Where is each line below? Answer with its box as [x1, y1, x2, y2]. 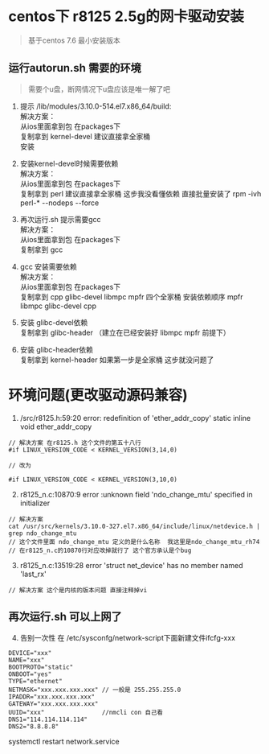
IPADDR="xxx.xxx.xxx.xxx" [8, 693, 95, 701]
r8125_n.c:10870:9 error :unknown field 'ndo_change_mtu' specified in [19, 489, 253, 499]
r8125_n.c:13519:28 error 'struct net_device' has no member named [19, 560, 243, 570]
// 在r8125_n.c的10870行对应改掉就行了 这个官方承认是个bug [8, 546, 192, 554]
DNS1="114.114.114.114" [8, 715, 88, 723]
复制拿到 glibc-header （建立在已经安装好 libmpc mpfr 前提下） [19, 328, 230, 337]
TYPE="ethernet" [8, 677, 63, 685]
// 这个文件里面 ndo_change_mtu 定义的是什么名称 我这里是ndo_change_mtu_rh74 [8, 538, 260, 546]
